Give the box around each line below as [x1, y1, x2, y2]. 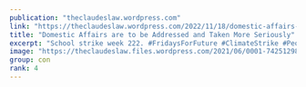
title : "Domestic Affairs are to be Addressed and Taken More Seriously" [9, 30, 296, 39]
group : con [9, 55, 51, 64]
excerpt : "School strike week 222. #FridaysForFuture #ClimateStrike [9, 38, 280, 48]
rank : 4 [9, 64, 39, 73]
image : [9, 47, 35, 56]
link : [9, 22, 30, 31]
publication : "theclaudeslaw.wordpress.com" [9, 13, 181, 23]
